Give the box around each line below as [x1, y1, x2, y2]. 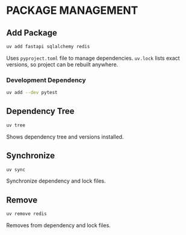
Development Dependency [6, 76, 86, 84]
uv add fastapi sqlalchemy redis [6, 43, 90, 49]
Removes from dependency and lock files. [6, 222, 111, 229]
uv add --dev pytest [6, 90, 58, 96]
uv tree [6, 122, 26, 128]
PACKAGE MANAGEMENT [6, 4, 138, 17]
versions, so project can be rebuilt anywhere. [6, 61, 119, 68]
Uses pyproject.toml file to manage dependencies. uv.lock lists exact [6, 54, 180, 61]
